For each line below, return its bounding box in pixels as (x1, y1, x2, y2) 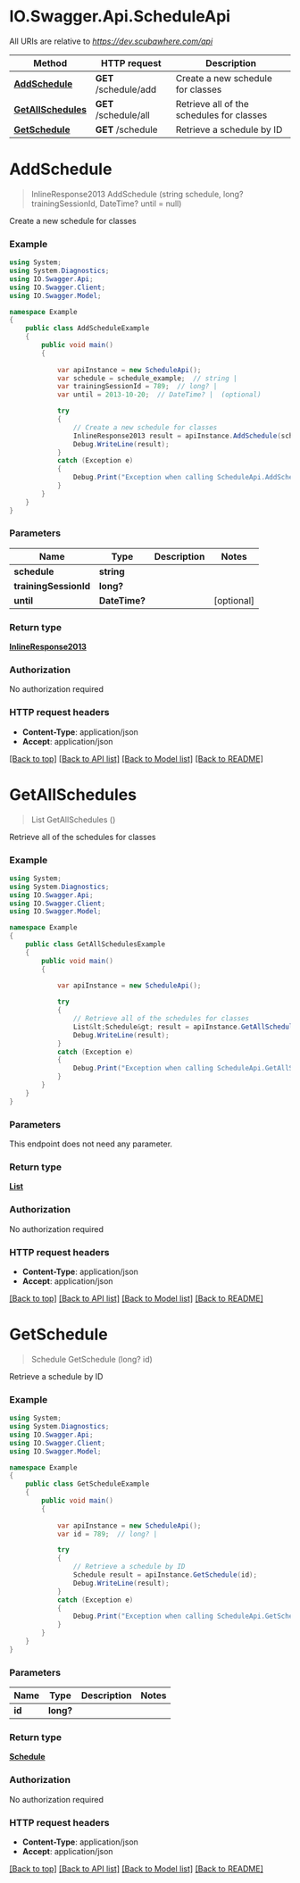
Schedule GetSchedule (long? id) (30, 1354, 154, 1364)
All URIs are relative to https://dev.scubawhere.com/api (9, 36, 213, 46)
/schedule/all (95, 109, 150, 121)
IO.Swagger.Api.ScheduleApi (9, 6, 230, 27)
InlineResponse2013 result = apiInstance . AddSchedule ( (72, 431, 281, 440)
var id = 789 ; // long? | (56, 1529, 158, 1538)
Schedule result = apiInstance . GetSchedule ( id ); (72, 1571, 257, 1579)
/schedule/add (95, 83, 157, 96)
